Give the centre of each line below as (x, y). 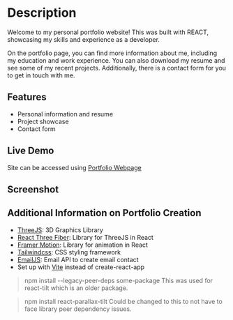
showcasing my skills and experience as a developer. (84, 39)
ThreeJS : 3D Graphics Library (60, 230)
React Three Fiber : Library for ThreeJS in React (85, 237)
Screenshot (33, 189)
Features (27, 97)
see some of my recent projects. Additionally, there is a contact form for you (117, 68)
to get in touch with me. (41, 75)
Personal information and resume (65, 114)
